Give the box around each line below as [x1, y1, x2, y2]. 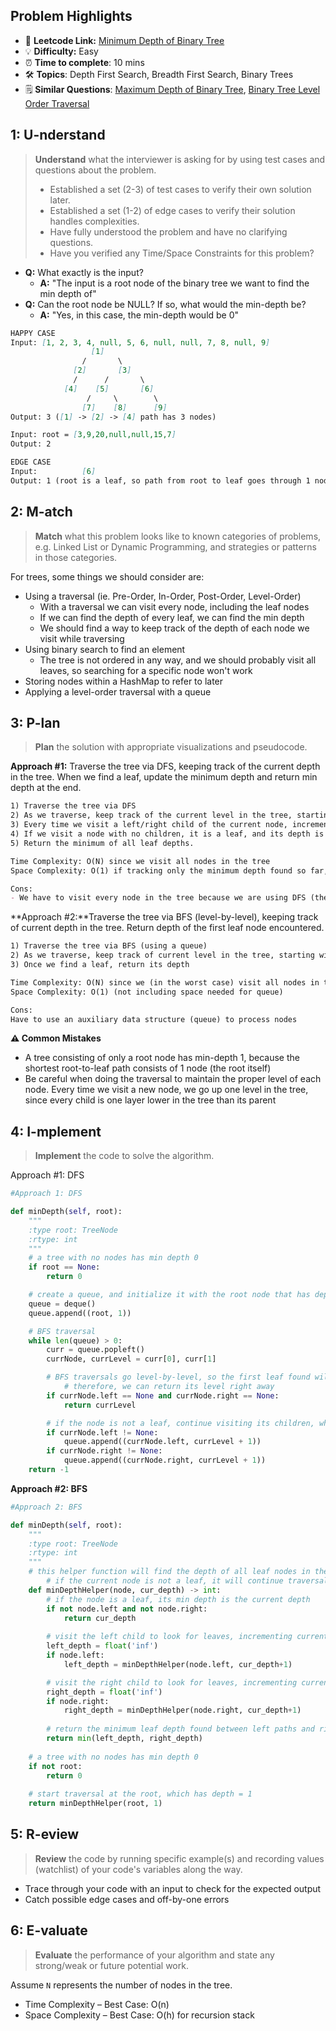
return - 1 [28, 1465, 70, 1475]
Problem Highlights [10, 8, 133, 25]
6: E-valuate [10, 1922, 88, 1939]
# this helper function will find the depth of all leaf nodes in [28, 1567, 311, 1577]
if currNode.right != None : [46, 1446, 163, 1456]
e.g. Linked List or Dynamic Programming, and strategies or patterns [34, 540, 317, 553]
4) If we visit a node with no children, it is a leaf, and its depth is [10, 829, 325, 839]
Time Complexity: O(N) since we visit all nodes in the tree [10, 856, 271, 866]
